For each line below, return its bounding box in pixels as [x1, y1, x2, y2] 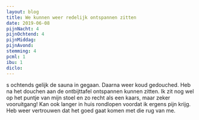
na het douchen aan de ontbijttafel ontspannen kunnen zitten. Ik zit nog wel [6, 88, 194, 95]
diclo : [6, 65, 23, 71]
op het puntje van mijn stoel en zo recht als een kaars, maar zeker [6, 94, 171, 101]
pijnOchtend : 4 [6, 31, 45, 37]
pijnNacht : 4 [6, 25, 39, 32]
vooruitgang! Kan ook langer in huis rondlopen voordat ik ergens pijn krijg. [6, 101, 191, 108]
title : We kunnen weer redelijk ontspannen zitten [6, 14, 137, 21]
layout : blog [6, 8, 39, 15]
